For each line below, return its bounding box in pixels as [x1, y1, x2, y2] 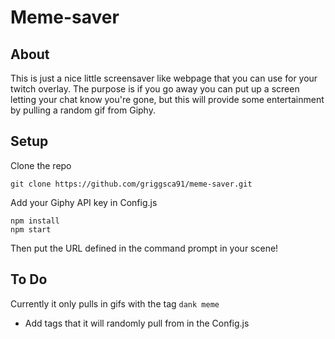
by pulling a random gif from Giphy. [10, 104, 156, 116]
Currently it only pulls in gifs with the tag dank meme [10, 297, 220, 310]
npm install [10, 216, 60, 226]
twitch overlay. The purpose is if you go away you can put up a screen [10, 83, 300, 95]
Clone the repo [10, 159, 72, 171]
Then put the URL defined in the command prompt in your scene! [10, 242, 279, 254]
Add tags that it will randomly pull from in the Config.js [24, 317, 250, 329]
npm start [10, 224, 52, 235]
